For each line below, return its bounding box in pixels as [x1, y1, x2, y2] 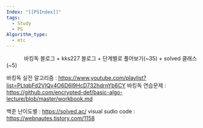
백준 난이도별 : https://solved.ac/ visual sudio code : [6, 108, 136, 115]
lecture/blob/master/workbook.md [6, 95, 93, 102]
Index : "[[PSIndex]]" [6, 9, 62, 15]
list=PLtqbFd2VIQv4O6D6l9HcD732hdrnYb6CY [6, 82, 126, 89]
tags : [6, 15, 20, 21]
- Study [12, 20, 32, 26]
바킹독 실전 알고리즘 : [6, 74, 57, 81]
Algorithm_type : [6, 32, 48, 38]
